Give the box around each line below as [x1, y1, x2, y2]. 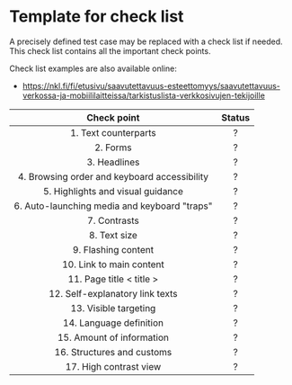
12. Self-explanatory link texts [49, 287, 178, 300]
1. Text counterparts [70, 126, 157, 139]
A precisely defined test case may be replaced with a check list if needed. [9, 36, 283, 47]
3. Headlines [86, 156, 140, 168]
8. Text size [88, 228, 137, 241]
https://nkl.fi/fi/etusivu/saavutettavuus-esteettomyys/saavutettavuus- [22, 80, 281, 91]
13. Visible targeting [70, 301, 156, 314]
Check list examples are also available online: [9, 63, 177, 74]
